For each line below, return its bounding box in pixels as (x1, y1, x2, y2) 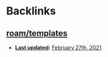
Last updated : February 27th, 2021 (14, 44, 102, 51)
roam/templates (6, 28, 68, 38)
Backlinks (6, 4, 56, 18)
